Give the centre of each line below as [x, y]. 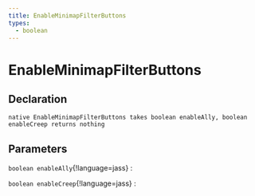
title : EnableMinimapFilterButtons [67, 16]
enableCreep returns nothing [57, 124]
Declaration [38, 99]
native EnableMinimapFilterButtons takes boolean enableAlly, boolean [128, 118]
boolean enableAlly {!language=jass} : [71, 168]
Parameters [38, 149]
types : [19, 23]
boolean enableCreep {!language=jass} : [73, 183]
